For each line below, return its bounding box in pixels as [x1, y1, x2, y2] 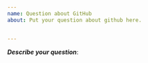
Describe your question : [7, 48, 79, 56]
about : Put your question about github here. [7, 17, 142, 24]
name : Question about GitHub [7, 10, 92, 17]
